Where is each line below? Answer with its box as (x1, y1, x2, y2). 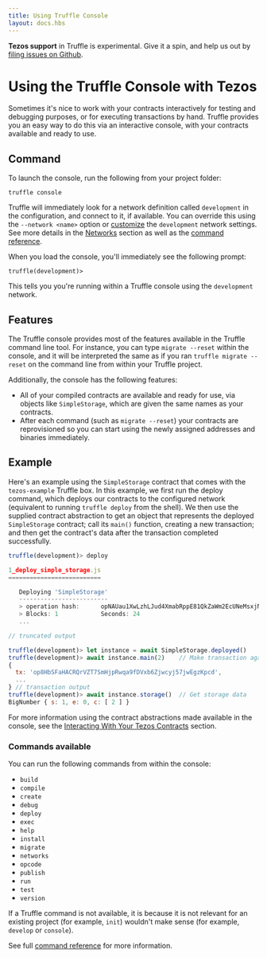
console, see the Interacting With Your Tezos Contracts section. (8, 720, 217, 730)
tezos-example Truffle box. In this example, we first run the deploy (8, 485, 224, 495)
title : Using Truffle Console (8, 11, 109, 20)
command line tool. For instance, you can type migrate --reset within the (8, 343, 250, 352)
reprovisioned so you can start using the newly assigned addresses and (19, 424, 256, 434)
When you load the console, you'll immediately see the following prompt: (8, 252, 246, 261)
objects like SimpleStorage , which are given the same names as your (19, 399, 244, 409)
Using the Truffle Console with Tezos (8, 77, 257, 96)
